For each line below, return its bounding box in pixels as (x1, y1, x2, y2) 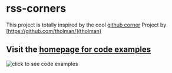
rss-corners (6, 2, 67, 15)
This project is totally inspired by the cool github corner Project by (6, 21, 167, 28)
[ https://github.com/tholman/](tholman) (6, 27, 102, 34)
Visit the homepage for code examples (6, 45, 151, 55)
